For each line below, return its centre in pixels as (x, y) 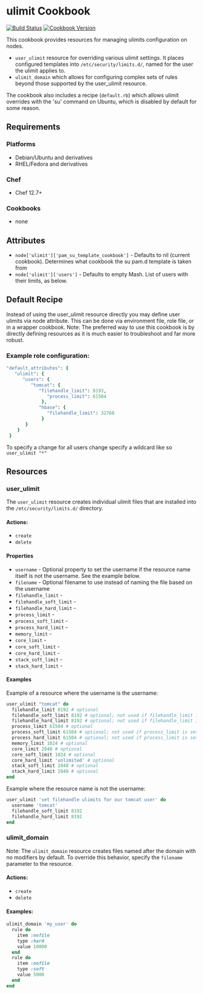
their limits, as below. (41, 281)
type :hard (31, 941)
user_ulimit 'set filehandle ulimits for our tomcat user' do (86, 800)
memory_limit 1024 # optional (50, 743)
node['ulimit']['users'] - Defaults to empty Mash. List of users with (101, 274)
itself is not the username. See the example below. (78, 576)
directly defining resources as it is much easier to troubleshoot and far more (101, 333)
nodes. (15, 46)
